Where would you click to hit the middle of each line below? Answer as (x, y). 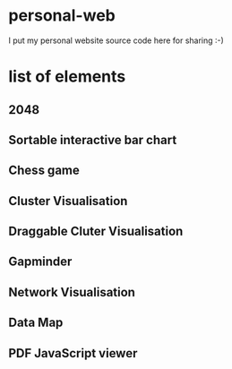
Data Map (36, 323)
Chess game (44, 171)
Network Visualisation (72, 292)
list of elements (67, 77)
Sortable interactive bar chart (93, 140)
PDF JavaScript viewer (73, 353)
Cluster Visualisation (68, 201)
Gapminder (40, 262)
